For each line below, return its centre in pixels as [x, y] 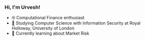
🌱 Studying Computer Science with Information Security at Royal [76, 23]
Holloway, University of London [43, 28]
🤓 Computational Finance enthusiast [48, 18]
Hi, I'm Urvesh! [23, 7]
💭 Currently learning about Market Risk [50, 33]
